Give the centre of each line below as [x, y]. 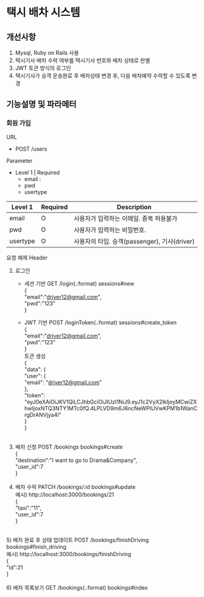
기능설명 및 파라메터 [41, 104]
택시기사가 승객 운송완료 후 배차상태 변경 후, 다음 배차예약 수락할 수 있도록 [103, 76]
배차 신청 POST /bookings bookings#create [69, 447]
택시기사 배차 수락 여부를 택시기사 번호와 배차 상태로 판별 [83, 60]
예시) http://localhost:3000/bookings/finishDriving [69, 554]
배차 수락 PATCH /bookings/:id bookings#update [75, 487]
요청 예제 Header [27, 258]
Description [134, 207]
